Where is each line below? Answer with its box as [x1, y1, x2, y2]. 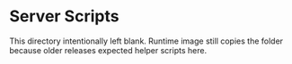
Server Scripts [9, 6, 119, 27]
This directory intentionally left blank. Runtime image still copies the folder [9, 36, 284, 46]
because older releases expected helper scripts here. [9, 44, 208, 55]
